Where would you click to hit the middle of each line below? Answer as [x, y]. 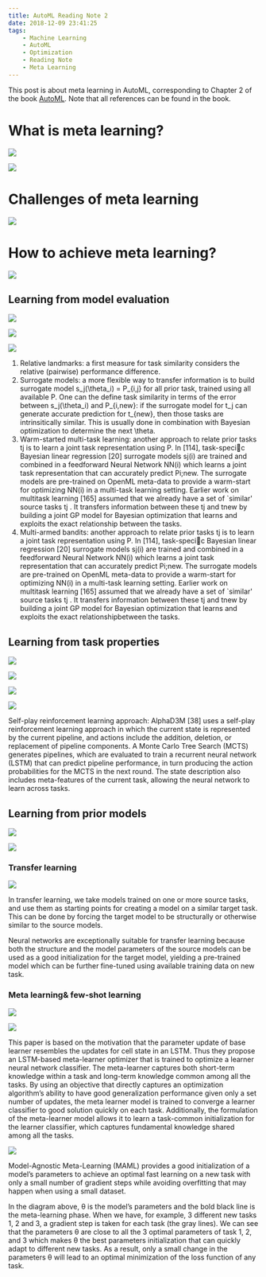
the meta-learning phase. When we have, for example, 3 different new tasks [133, 1215]
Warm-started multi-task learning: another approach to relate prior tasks [138, 439]
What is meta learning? [86, 130]
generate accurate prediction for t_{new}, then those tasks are [121, 414]
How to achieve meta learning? [112, 253]
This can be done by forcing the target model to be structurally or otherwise [132, 917]
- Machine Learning [55, 38]
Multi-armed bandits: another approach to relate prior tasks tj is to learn [137, 532]
